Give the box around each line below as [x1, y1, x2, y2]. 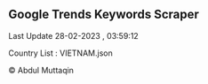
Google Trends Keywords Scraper [8, 7, 199, 22]
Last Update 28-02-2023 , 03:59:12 [8, 30, 139, 41]
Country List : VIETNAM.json [8, 48, 113, 58]
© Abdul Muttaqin [8, 65, 75, 75]
